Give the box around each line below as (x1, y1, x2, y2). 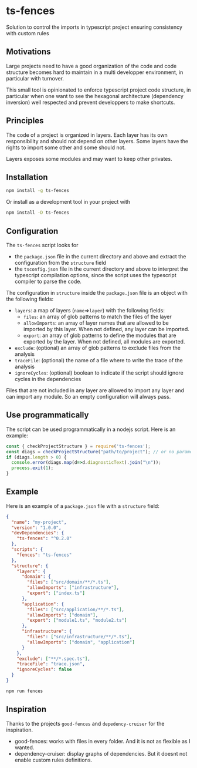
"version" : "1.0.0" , (11, 524, 62, 531)
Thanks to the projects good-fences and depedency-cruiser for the (6, 720, 165, 727)
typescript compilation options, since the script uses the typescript (14, 271, 177, 278)
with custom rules (6, 29, 49, 36)
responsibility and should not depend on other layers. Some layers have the (6, 137, 189, 144)
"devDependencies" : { (11, 530, 64, 536)
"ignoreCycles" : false (16, 666, 72, 673)
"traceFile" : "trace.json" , (16, 661, 85, 667)
